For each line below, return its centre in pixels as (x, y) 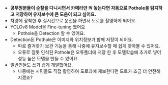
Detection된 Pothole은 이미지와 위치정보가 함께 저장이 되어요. (72, 39)
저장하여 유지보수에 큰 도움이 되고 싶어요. (56, 14)
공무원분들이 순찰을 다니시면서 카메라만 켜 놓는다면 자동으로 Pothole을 (79, 8)
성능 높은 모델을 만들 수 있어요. (48, 58)
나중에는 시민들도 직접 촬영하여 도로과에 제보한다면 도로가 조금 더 (82, 71)
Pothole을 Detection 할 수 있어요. (51, 33)
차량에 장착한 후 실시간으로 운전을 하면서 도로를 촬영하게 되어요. (73, 20)
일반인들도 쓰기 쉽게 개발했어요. (41, 65)
